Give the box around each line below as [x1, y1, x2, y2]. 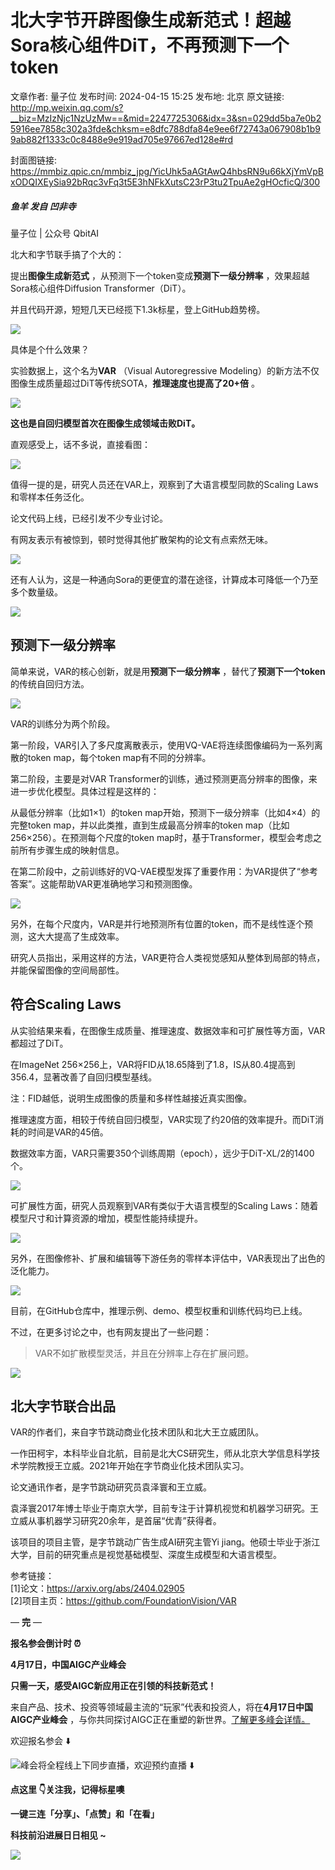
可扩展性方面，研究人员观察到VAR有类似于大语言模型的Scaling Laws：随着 [10, 1199, 319, 1211]
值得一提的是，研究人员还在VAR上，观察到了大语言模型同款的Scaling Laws [10, 478, 319, 490]
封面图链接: [10, 154, 58, 166]
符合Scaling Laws [10, 996, 122, 1013]
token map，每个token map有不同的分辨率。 [27, 751, 212, 763]
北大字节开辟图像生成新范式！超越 [10, 9, 292, 32]
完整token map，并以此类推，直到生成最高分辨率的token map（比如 [10, 819, 290, 831]
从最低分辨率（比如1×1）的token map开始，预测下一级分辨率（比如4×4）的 [10, 806, 321, 818]
